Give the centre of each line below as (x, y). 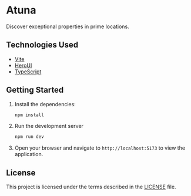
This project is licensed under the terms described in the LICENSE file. (91, 187)
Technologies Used (42, 45)
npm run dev (29, 137)
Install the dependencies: (45, 104)
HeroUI (23, 65)
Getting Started (35, 90)
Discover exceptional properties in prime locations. (68, 26)
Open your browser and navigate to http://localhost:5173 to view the (100, 148)
